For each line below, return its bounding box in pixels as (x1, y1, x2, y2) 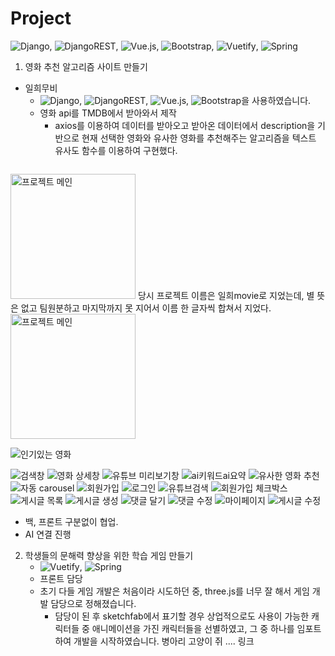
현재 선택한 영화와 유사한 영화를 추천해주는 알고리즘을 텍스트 (81, 132, 317, 144)
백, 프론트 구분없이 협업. (24, 515, 119, 527)
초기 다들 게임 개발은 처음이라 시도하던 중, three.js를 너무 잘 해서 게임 (39, 585, 310, 597)
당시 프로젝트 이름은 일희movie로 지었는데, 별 (137, 289, 315, 301)
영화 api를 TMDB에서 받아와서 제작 (39, 107, 177, 119)
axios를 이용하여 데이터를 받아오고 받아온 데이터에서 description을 (54, 119, 316, 131)
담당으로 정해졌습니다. (50, 597, 137, 609)
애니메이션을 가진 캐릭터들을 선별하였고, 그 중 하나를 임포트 (91, 622, 322, 634)
